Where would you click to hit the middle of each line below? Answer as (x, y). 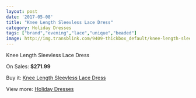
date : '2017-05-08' (30, 17)
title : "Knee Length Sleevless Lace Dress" (60, 22)
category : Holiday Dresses (39, 28)
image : (14, 38)
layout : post (22, 11)
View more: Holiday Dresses (40, 89)
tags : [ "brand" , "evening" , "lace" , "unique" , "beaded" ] (71, 33)
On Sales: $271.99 (28, 66)
